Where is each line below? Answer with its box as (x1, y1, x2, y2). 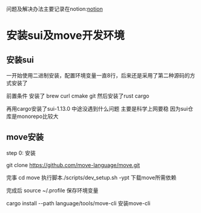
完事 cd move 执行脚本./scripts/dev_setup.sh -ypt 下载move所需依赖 (6, 174, 177, 181)
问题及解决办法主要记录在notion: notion (6, 5, 103, 12)
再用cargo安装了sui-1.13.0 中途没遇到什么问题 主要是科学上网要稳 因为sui (6, 105, 188, 112)
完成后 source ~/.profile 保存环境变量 (6, 186, 99, 194)
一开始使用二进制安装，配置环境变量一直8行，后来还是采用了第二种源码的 (6, 72, 190, 79)
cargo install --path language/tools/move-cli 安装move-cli (6, 199, 151, 207)
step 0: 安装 (6, 149, 36, 156)
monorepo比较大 (16, 113, 59, 120)
